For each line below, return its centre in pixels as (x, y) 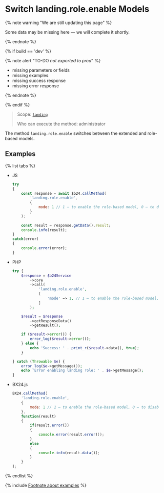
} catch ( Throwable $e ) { (38, 362)
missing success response (39, 80)
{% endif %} (18, 104)
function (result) (39, 416)
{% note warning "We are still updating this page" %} (59, 23)
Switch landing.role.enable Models (77, 9)
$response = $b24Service (46, 276)
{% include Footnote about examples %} (46, 485)
